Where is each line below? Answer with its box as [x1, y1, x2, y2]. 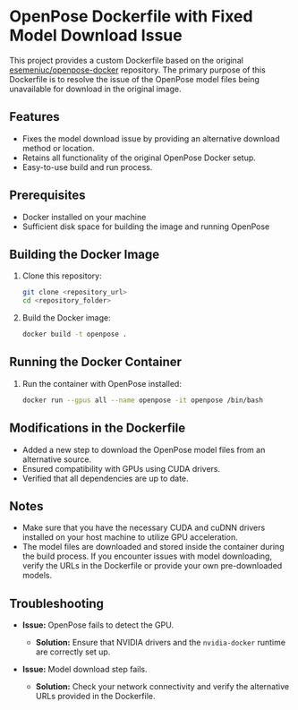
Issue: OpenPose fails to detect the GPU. [21, 620, 175, 630]
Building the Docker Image [9, 246, 160, 261]
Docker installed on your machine [21, 211, 147, 222]
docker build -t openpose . [21, 329, 127, 339]
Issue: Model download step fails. [21, 664, 148, 675]
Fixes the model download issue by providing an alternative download [21, 133, 280, 144]
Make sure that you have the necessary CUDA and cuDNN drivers [21, 522, 266, 534]
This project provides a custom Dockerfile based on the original [9, 55, 244, 65]
